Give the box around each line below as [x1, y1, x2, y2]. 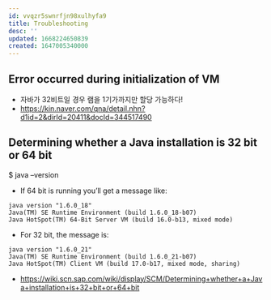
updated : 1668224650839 [8, 34, 89, 43]
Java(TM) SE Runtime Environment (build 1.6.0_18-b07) [8, 208, 197, 216]
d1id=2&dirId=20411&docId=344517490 [19, 112, 152, 122]
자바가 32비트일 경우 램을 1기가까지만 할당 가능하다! [19, 94, 184, 104]
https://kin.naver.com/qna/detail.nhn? [19, 103, 146, 114]
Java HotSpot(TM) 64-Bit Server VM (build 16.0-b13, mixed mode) [8, 216, 233, 224]
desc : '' [8, 27, 38, 35]
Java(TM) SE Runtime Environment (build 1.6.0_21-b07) [8, 252, 197, 260]
